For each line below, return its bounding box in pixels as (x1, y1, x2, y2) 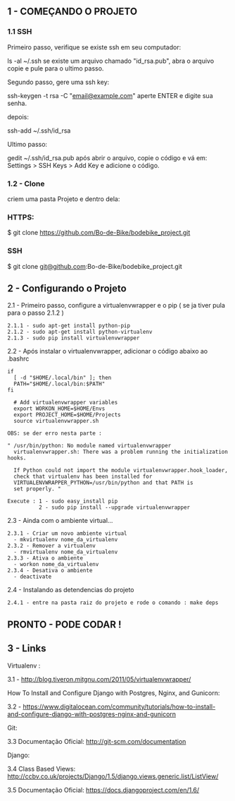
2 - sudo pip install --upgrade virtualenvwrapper (38, 504, 191, 511)
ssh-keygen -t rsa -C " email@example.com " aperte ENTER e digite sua (7, 91, 213, 100)
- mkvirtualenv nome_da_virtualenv (13, 536, 118, 543)
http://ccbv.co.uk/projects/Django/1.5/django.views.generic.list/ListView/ (7, 772, 219, 781)
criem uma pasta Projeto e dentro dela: (7, 194, 120, 203)
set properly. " (13, 486, 61, 493)
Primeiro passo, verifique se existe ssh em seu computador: (7, 42, 182, 52)
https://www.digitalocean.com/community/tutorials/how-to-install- (23, 702, 216, 711)
